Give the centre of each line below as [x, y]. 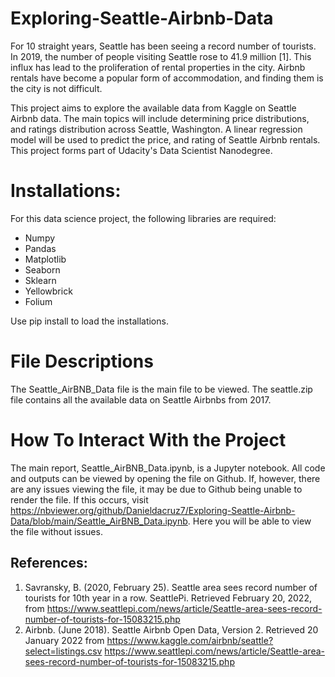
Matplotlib [45, 259]
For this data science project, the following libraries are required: [143, 218]
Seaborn [42, 269]
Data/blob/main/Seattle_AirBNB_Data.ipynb [99, 521]
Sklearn [40, 280]
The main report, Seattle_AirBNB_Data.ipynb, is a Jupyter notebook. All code [168, 468]
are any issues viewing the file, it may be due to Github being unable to [156, 489]
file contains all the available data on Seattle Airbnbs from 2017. [141, 399]
